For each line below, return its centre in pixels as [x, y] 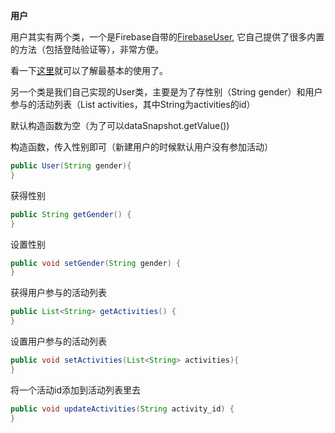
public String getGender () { [71, 214]
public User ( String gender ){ [71, 166]
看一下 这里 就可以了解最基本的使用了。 [89, 70]
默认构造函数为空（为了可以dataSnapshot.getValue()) [120, 125]
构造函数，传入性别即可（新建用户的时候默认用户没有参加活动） [141, 147]
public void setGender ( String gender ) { [96, 263]
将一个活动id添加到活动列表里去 [75, 390]
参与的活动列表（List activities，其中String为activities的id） [133, 104]
